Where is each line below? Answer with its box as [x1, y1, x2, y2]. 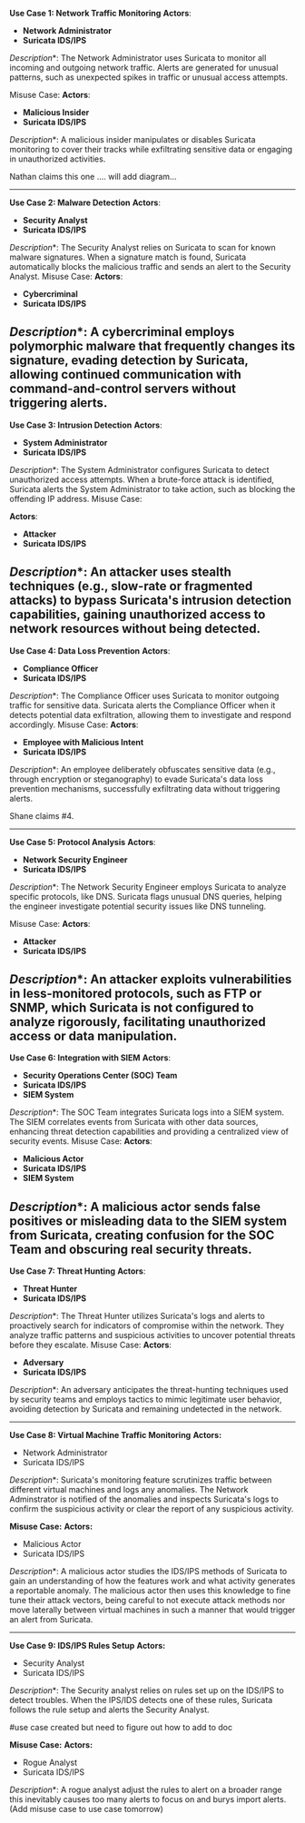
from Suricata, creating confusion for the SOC [9, 1227, 275, 1243]
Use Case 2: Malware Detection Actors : [9, 197, 162, 208]
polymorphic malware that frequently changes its [9, 339, 296, 354]
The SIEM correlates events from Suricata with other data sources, [9, 1117, 259, 1128]
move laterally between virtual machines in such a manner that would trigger [9, 1604, 296, 1615]
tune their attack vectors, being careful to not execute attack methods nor [9, 1595, 286, 1606]
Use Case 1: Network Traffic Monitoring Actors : [9, 8, 192, 18]
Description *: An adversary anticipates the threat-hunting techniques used [9, 1384, 289, 1395]
